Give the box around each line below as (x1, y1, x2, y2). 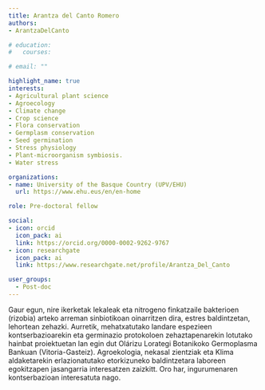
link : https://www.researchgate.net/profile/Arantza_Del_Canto (15, 261, 230, 270)
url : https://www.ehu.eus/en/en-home (15, 188, 141, 196)
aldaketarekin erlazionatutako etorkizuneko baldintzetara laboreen (8, 356, 226, 365)
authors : (8, 19, 38, 27)
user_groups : (8, 276, 52, 284)
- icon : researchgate (8, 246, 81, 254)
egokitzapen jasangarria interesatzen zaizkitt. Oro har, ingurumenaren (8, 364, 238, 373)
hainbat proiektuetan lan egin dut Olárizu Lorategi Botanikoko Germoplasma (8, 338, 258, 348)
